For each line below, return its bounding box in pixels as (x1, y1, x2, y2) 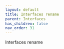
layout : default (5, 7, 39, 12)
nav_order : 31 (5, 26, 35, 31)
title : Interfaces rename (5, 12, 59, 17)
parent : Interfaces (5, 16, 46, 21)
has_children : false (5, 21, 48, 26)
